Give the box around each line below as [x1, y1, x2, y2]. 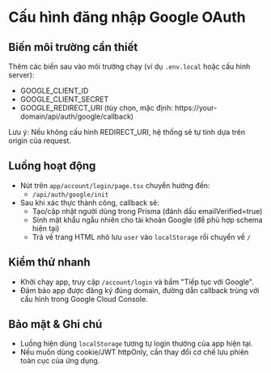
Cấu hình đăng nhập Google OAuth [8, 8, 247, 27]
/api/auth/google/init [32, 191, 109, 199]
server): [8, 70, 35, 80]
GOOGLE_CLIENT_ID [19, 86, 89, 95]
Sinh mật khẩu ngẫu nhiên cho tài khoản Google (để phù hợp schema [32, 215, 263, 224]
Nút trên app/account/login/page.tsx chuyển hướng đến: [19, 180, 210, 190]
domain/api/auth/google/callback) [19, 111, 134, 121]
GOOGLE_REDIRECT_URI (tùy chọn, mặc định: [19, 103, 174, 112]
